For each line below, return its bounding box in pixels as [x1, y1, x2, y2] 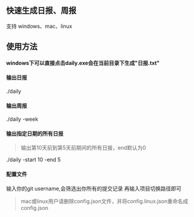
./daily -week [6, 115, 39, 123]
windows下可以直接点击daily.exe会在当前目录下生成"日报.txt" [6, 59, 160, 67]
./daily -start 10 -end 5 [6, 156, 61, 163]
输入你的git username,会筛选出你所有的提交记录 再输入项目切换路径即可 [6, 185, 182, 192]
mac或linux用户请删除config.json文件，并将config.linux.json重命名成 [20, 197, 189, 205]
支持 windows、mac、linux [6, 23, 72, 30]
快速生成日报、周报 [6, 5, 77, 16]
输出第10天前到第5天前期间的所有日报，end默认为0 [20, 144, 147, 152]
